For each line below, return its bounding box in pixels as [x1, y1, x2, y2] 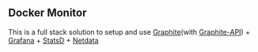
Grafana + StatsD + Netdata [8, 35, 99, 45]
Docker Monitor [8, 6, 87, 20]
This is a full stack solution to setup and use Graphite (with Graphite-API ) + [8, 27, 251, 36]
